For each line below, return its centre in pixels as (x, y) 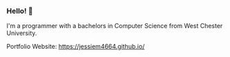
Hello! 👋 (20, 11)
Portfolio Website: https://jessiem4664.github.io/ (76, 47)
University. (22, 33)
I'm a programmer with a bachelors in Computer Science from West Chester (115, 26)
